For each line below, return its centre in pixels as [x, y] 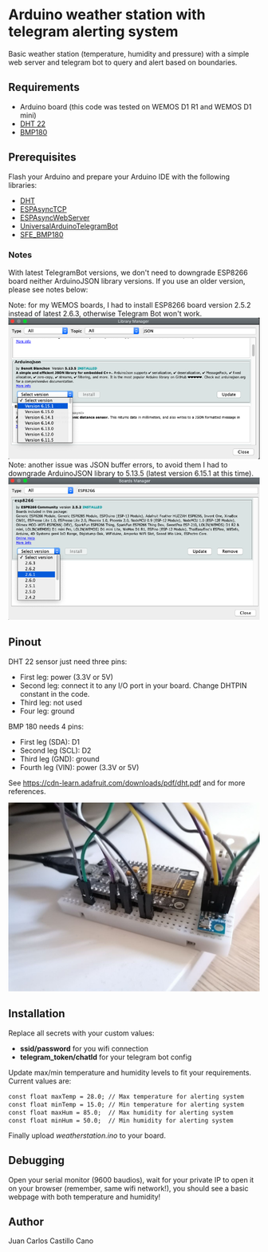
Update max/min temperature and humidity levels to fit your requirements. [130, 1072]
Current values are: [40, 1081]
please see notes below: [48, 289]
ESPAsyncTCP [43, 209]
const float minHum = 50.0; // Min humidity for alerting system [121, 1120]
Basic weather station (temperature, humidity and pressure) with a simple [129, 54]
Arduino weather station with [107, 15]
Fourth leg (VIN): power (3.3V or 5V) [79, 767]
